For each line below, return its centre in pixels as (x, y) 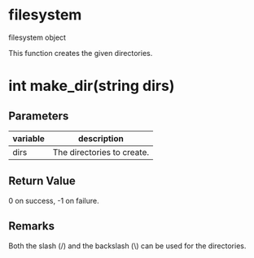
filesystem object (37, 37)
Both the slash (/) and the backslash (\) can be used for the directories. (127, 246)
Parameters (39, 116)
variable (28, 138)
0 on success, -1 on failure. (54, 200)
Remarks (32, 226)
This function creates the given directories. (81, 53)
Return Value (42, 181)
